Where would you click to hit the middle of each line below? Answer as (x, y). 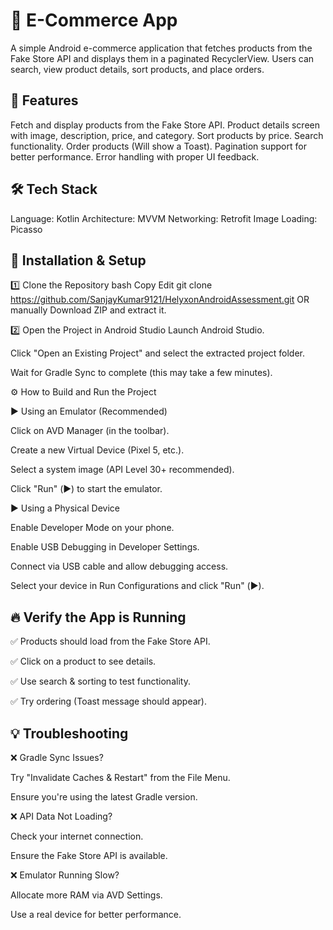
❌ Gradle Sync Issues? (57, 757)
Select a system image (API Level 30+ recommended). (122, 470)
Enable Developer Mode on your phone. (92, 528)
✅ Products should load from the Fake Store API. (110, 641)
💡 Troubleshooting (69, 733)
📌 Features (44, 100)
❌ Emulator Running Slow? (65, 875)
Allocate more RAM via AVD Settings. (86, 895)
